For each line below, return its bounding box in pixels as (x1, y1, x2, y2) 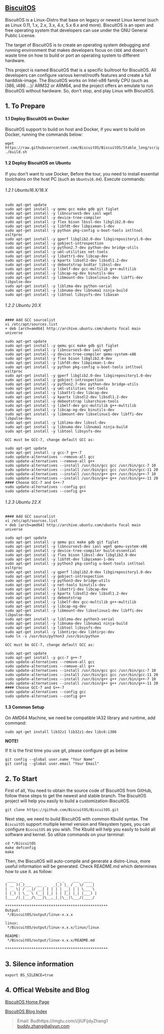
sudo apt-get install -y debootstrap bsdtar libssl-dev (5, 262, 121, 267)
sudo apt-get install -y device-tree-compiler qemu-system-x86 (5, 352, 137, 357)
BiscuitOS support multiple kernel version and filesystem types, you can (5, 821, 150, 827)
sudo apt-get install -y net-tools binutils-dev (5, 583, 106, 588)
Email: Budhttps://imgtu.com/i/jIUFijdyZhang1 (17, 1018, 108, 1024)
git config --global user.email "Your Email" (5, 761, 99, 767)
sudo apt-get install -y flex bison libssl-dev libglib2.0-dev (5, 552, 137, 558)
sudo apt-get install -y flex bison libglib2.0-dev (5, 356, 112, 361)
